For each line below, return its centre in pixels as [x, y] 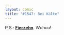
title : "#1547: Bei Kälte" [32, 14]
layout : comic [19, 9]
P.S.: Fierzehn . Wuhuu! [28, 27]
